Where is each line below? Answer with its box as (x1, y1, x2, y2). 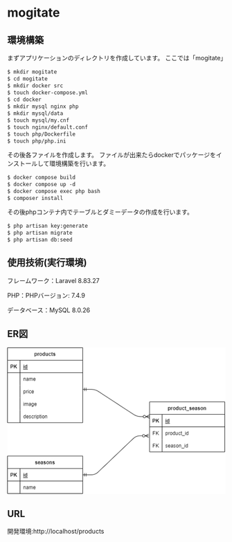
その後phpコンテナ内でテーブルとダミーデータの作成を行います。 (7, 208, 194, 216)
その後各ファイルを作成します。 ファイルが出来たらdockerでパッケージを (7, 151, 217, 159)
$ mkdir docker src (7, 82, 64, 89)
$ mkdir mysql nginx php (7, 103, 79, 110)
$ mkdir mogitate (7, 69, 57, 75)
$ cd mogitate (7, 75, 48, 82)
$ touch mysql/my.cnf (7, 117, 70, 124)
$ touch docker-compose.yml (7, 89, 89, 96)
